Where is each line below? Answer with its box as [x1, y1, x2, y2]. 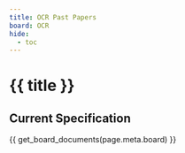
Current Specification [9, 111, 131, 126]
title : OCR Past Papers [9, 12, 97, 22]
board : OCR [9, 21, 50, 30]
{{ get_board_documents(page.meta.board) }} [9, 134, 177, 145]
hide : [9, 29, 29, 38]
